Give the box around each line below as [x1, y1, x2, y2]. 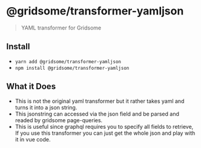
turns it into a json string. [15, 103, 77, 111]
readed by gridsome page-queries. [15, 116, 103, 124]
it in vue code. [15, 135, 51, 143]
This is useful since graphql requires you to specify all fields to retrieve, [15, 123, 194, 130]
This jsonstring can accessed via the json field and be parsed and [15, 110, 180, 117]
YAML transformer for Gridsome [21, 24, 102, 31]
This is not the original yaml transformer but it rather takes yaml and [15, 97, 185, 105]
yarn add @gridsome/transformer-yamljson [15, 58, 121, 64]
